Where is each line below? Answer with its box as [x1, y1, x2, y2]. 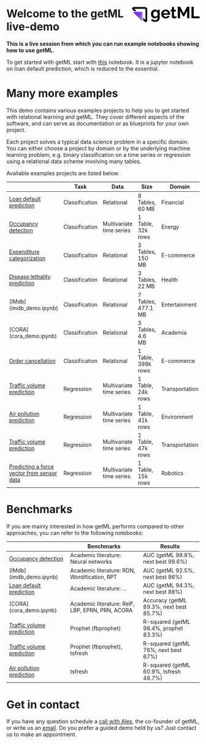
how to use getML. [6, 47, 55, 54]
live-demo [6, 20, 60, 34]
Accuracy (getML [143, 597, 187, 604]
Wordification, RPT [70, 573, 118, 580]
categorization [9, 255, 46, 262]
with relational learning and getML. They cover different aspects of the [6, 113, 185, 120]
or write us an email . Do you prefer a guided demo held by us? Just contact [6, 724, 197, 732]
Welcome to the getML [6, 7, 124, 21]
